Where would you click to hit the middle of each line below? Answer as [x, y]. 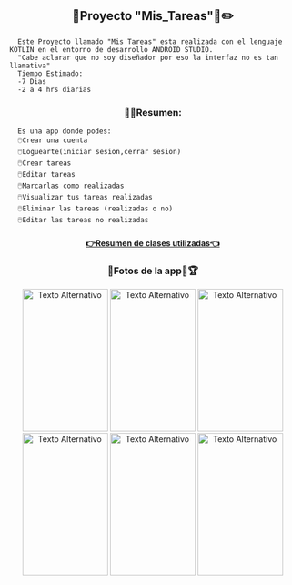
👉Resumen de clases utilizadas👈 [153, 243]
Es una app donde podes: [65, 131]
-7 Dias [32, 81]
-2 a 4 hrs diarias [55, 89]
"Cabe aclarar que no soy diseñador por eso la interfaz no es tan [148, 57]
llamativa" [30, 66]
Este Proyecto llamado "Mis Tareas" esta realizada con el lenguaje [150, 41]
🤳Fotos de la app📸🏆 [153, 271]
